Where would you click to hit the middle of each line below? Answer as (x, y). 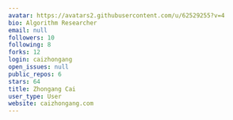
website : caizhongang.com (51, 103)
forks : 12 (25, 52)
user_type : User (35, 96)
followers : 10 (32, 37)
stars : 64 (25, 81)
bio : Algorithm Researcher (53, 23)
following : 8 (30, 45)
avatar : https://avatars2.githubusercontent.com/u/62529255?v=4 (116, 15)
